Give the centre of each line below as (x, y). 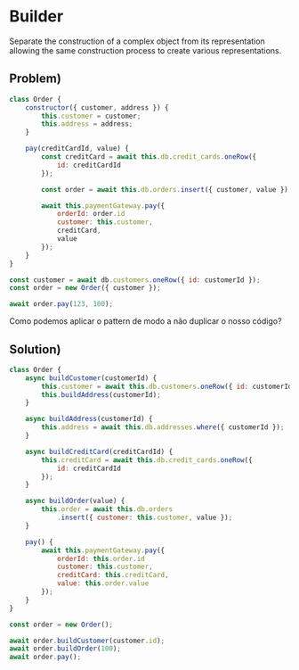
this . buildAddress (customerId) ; (101, 394)
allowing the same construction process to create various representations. (145, 50)
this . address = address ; (87, 124)
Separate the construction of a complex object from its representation (137, 41)
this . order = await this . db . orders (107, 509)
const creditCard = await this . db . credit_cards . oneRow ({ (149, 157)
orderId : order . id (91, 214)
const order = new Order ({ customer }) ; (85, 288)
